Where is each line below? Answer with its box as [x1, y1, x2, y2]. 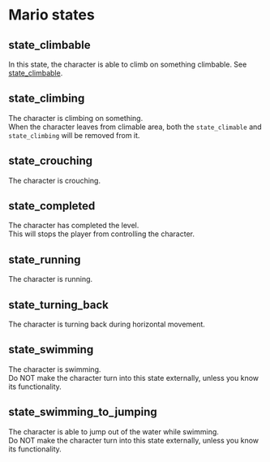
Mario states [8, 6, 95, 24]
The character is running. [8, 274, 93, 284]
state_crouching [8, 154, 93, 168]
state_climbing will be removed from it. [8, 130, 140, 140]
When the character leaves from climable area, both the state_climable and [8, 122, 262, 132]
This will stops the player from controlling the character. [8, 229, 195, 239]
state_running [8, 253, 81, 266]
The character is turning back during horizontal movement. [8, 319, 205, 330]
